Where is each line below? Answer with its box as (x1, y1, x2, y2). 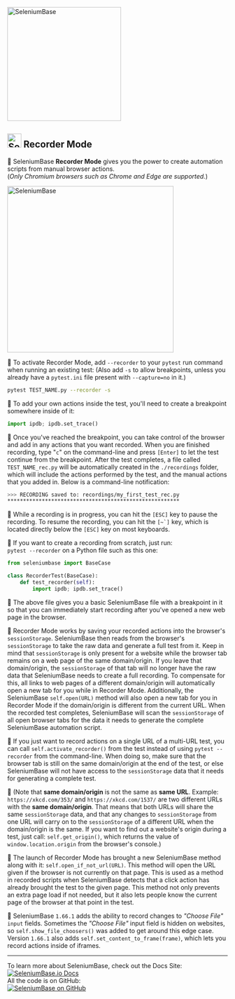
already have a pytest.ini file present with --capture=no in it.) (7, 373, 187, 381)
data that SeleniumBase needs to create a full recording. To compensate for (7, 671, 226, 680)
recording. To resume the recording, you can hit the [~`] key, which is (7, 518, 209, 526)
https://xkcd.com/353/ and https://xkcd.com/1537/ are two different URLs (7, 795, 222, 804)
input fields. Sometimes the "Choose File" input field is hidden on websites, (7, 918, 225, 928)
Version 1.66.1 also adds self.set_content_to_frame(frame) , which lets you (7, 934, 226, 942)
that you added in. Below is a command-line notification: (7, 477, 170, 486)
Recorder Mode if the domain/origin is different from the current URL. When (7, 701, 226, 709)
